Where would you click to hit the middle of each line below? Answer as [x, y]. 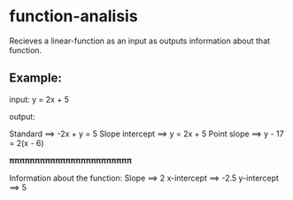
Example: [35, 78]
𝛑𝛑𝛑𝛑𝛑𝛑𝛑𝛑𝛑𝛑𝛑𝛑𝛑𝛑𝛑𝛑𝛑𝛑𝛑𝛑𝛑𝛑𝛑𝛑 [71, 160]
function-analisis [74, 16]
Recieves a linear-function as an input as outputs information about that [140, 41]
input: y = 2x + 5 [39, 99]
